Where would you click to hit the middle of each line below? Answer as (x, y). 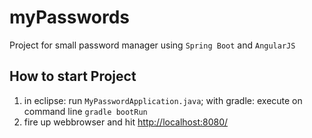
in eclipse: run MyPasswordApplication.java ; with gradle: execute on (163, 100)
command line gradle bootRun (85, 111)
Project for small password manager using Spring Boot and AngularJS (152, 45)
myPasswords (70, 17)
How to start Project (73, 76)
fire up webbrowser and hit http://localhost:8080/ (126, 122)
